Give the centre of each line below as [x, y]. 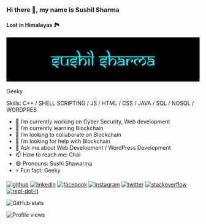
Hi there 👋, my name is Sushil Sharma [63, 10]
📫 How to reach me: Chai [48, 155]
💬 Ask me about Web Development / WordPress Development [93, 148]
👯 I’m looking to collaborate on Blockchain [68, 135]
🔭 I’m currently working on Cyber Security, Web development [93, 122]
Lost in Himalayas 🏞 [33, 25]
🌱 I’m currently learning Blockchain [59, 128]
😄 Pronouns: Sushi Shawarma [54, 164]
